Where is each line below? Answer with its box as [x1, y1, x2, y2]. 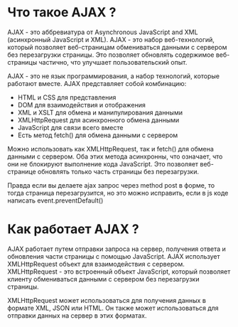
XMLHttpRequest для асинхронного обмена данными [17, 115, 180, 124]
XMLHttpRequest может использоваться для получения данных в [7, 296, 206, 304]
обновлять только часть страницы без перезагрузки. [38, 167, 199, 176]
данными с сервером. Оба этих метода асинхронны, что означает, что [7, 152, 223, 161]
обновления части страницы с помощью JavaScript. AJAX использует [7, 252, 220, 260]
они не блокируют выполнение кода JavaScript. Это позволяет [7, 159, 199, 168]
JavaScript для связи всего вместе [17, 123, 124, 132]
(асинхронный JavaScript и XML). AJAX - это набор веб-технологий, [7, 35, 215, 43]
